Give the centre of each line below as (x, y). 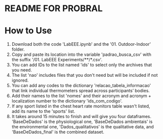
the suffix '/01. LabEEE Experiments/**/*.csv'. (57, 60)
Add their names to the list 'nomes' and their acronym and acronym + (81, 96)
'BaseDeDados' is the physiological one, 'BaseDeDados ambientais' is (82, 122)
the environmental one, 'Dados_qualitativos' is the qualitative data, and (83, 127)
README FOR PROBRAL (54, 9)
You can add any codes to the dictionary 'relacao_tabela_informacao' (81, 86)
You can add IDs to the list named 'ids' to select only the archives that (82, 65)
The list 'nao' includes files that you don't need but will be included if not (85, 75)
